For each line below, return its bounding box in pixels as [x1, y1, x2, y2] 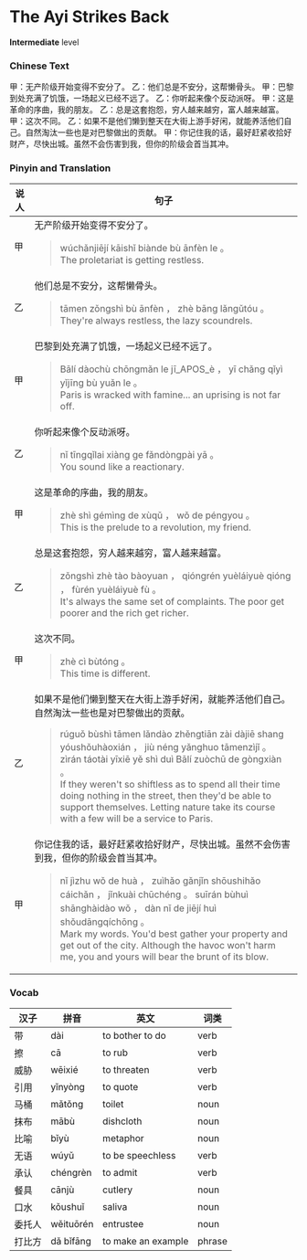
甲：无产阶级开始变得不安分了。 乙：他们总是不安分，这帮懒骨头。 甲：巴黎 [9, 81, 294, 92]
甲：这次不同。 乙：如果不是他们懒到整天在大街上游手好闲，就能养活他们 [9, 116, 284, 127]
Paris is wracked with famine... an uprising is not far [59, 388, 281, 401]
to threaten [101, 1063, 150, 1075]
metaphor [101, 1131, 144, 1144]
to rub [101, 1046, 129, 1059]
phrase [197, 1234, 228, 1247]
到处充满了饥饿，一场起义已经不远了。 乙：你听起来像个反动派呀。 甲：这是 [9, 93, 294, 104]
